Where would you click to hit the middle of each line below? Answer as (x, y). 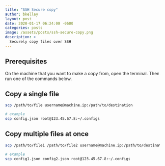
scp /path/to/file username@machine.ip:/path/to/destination (69, 105)
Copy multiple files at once (47, 134)
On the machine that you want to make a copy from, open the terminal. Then (82, 73)
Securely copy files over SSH (40, 42)
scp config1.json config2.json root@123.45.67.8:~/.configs (68, 159)
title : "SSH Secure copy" (31, 10)
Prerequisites (26, 62)
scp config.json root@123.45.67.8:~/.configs (52, 119)
